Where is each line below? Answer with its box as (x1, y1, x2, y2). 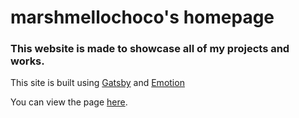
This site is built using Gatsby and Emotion (10, 77, 185, 89)
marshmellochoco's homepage (10, 6, 275, 29)
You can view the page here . (10, 96, 128, 108)
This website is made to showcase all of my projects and (10, 42, 290, 56)
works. (10, 54, 45, 68)
